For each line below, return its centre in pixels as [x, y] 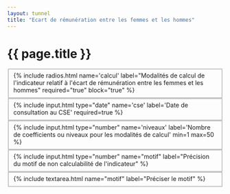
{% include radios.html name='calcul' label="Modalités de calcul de [109, 75]
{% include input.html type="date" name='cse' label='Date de [101, 105]
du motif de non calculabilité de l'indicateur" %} [81, 164]
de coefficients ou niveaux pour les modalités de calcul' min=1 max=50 [114, 134]
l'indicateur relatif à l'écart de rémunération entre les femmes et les [108, 83]
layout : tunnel [29, 13]
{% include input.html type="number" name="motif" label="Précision [111, 157]
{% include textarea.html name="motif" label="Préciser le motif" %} [110, 178]
